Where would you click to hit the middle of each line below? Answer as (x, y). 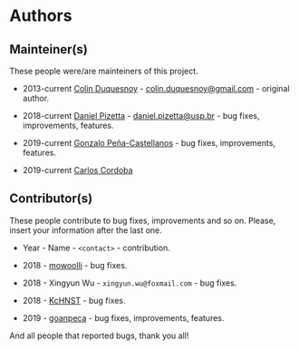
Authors (41, 16)
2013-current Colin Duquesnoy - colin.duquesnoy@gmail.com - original (156, 88)
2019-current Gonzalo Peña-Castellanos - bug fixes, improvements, (149, 143)
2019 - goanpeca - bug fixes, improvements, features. (123, 317)
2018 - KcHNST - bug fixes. (74, 300)
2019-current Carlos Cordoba (77, 170)
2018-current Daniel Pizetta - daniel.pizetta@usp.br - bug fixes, (141, 116)
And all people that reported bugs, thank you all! (99, 335)
